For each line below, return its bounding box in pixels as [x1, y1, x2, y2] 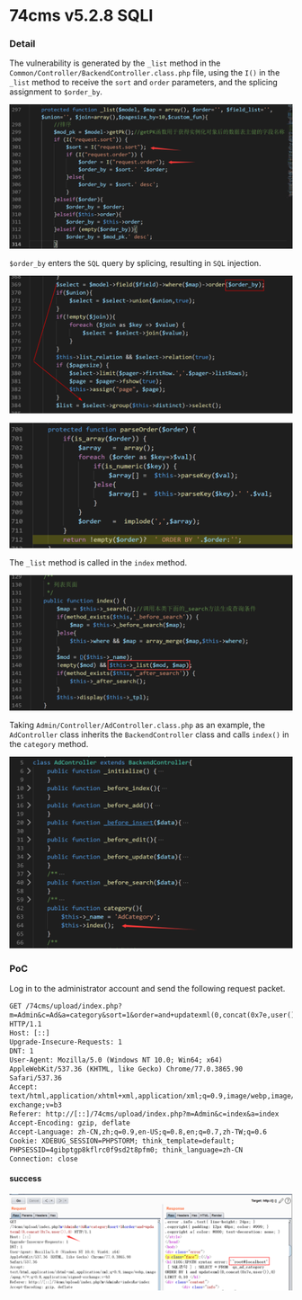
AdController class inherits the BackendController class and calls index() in [9, 729, 289, 740]
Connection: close [9, 1154, 78, 1163]
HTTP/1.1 [9, 1020, 42, 1028]
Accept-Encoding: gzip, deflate [9, 1118, 130, 1127]
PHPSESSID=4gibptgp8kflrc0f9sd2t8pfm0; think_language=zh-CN [9, 1145, 244, 1154]
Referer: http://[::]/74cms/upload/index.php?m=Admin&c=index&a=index [9, 1109, 280, 1118]
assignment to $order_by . [9, 86, 103, 97]
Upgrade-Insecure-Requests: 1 [9, 1037, 123, 1046]
